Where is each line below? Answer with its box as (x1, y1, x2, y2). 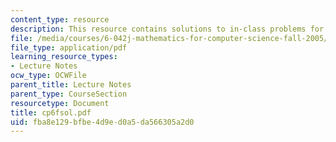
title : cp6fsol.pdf (10, 107, 92, 118)
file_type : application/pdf (10, 42, 128, 53)
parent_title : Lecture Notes (10, 80, 132, 90)
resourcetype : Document (10, 98, 110, 108)
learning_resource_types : (10, 52, 118, 62)
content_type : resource (10, 14, 110, 25)
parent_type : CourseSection (10, 89, 128, 99)
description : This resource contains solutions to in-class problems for (10, 24, 325, 34)
